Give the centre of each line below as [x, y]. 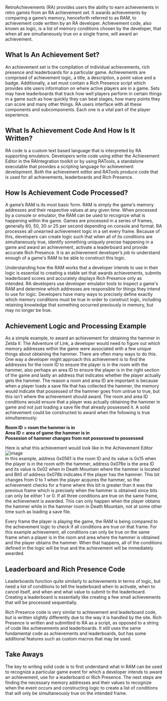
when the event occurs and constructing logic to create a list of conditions [82, 687]
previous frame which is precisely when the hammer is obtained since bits [82, 491]
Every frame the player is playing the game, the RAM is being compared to [82, 521]
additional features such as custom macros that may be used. [69, 639]
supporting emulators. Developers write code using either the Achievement [82, 156]
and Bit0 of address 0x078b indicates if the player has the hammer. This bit [82, 475]
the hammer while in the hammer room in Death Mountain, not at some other [84, 506]
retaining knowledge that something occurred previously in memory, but [79, 305]
